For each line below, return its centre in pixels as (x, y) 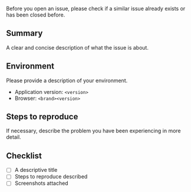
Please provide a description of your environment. (67, 80)
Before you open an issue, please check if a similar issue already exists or (96, 9)
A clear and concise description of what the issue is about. (78, 47)
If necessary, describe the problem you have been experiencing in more (93, 131)
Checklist (24, 156)
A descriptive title (36, 170)
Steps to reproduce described (51, 177)
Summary (24, 33)
